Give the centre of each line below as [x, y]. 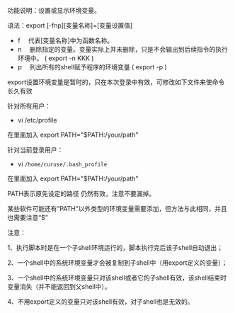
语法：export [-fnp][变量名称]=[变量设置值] [70, 25]
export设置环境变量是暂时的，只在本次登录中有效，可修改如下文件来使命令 [116, 82]
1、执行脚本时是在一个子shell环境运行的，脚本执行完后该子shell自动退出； [115, 247]
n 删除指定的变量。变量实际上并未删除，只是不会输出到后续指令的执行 [123, 49]
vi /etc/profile [37, 120]
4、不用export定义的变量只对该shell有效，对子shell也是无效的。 [101, 302]
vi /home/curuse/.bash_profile [62, 164]
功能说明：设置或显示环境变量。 [54, 10]
